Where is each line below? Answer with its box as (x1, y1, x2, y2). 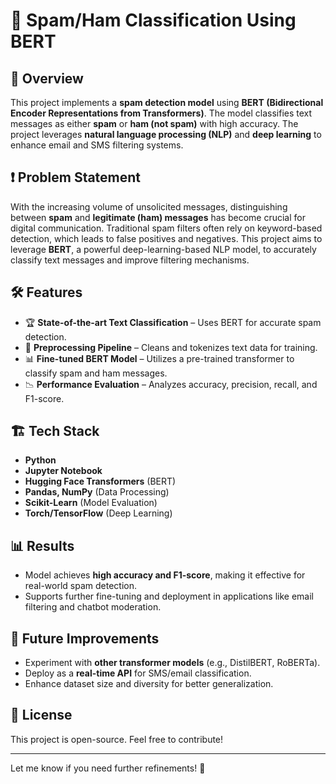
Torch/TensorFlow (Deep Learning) (24, 507, 173, 519)
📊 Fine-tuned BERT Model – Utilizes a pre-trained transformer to (24, 352, 295, 364)
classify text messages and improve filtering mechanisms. (10, 254, 250, 266)
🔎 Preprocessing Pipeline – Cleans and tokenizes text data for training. (24, 341, 318, 353)
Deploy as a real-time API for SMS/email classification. (24, 667, 252, 679)
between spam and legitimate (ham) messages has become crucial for (10, 211, 306, 223)
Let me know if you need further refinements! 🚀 (10, 762, 206, 774)
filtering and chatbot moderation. (24, 601, 162, 613)
